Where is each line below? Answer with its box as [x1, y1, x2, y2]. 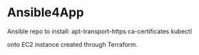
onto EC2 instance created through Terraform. [7, 40, 138, 48]
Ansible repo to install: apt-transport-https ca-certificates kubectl [7, 27, 192, 35]
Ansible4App [7, 5, 84, 20]
